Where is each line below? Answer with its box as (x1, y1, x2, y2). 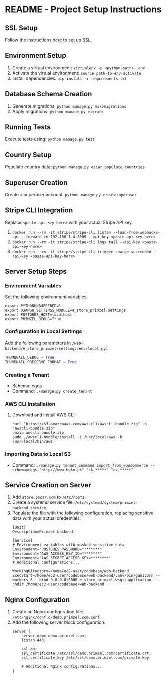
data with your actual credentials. (12, 515, 81, 521)
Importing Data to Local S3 (5, 451, 71, 458)
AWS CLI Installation (5, 400, 56, 407)
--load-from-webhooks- (113, 230, 161, 235)
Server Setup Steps (5, 267, 67, 276)
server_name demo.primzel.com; (21, 633, 87, 639)
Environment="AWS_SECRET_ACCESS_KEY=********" (12, 556, 111, 561)
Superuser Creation (5, 178, 68, 187)
